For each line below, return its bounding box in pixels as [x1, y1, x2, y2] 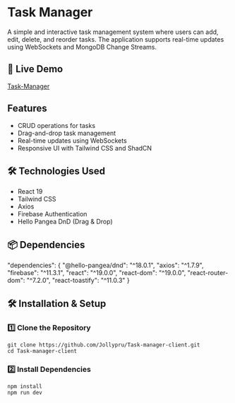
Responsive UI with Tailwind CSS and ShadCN [17, 144, 152, 152]
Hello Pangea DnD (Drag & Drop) [17, 217, 113, 226]
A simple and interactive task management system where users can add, [7, 28, 219, 36]
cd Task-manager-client [7, 347, 78, 354]
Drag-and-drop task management [17, 129, 116, 137]
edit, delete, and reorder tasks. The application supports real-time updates [7, 35, 224, 43]
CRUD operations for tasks [17, 121, 96, 129]
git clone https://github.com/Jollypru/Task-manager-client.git [7, 341, 200, 349]
